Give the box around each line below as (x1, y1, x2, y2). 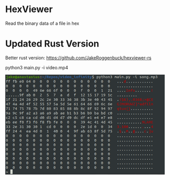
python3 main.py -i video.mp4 (5, 64, 68, 70)
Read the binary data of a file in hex (5, 20, 79, 26)
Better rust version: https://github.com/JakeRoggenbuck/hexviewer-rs (5, 55, 152, 61)
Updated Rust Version (5, 38, 100, 50)
